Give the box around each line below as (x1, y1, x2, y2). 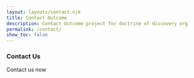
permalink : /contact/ (6, 26, 62, 33)
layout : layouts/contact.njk (6, 9, 81, 15)
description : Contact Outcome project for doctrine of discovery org (6, 20, 188, 26)
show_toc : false (6, 32, 48, 38)
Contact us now (6, 66, 47, 74)
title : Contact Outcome (6, 15, 68, 21)
